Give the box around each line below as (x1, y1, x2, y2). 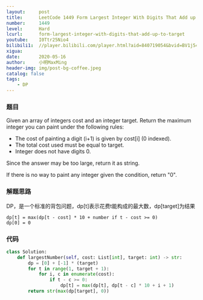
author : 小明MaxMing (6, 59, 67, 65)
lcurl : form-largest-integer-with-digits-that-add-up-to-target (6, 31, 185, 37)
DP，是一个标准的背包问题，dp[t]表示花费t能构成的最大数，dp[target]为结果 (6, 202, 195, 209)
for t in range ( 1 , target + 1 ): (28, 266, 110, 272)
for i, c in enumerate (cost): (38, 271, 115, 278)
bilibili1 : (6, 43, 34, 49)
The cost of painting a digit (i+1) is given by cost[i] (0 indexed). (14, 135, 172, 142)
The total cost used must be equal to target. (14, 141, 124, 148)
